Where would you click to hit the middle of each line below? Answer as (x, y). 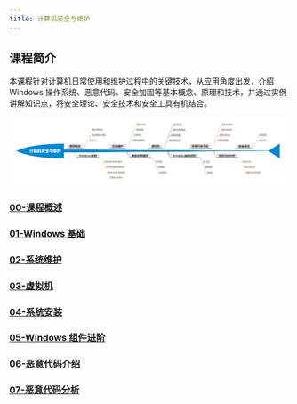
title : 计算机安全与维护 (50, 19)
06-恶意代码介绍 (45, 364)
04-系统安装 (36, 311)
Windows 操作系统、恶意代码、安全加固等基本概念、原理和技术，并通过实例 (148, 93)
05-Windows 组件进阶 (57, 338)
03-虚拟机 (31, 286)
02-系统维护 (36, 260)
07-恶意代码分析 (44, 390)
